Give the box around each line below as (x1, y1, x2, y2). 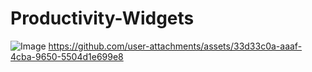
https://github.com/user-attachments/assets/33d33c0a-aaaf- (48, 40, 303, 52)
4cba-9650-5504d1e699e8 (10, 50, 124, 62)
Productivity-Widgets (10, 7, 195, 30)
